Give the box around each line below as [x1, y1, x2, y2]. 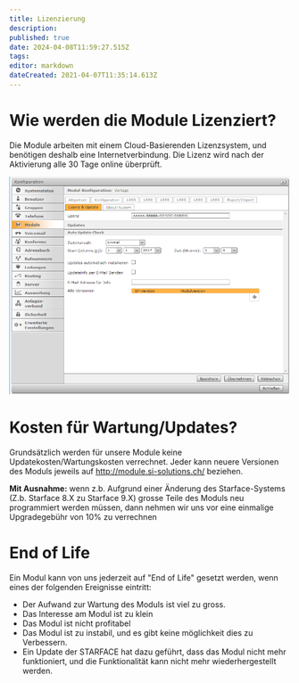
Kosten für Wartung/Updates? [9, 417, 238, 438]
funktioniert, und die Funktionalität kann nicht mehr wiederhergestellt [21, 655, 277, 666]
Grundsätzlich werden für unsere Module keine [9, 447, 183, 457]
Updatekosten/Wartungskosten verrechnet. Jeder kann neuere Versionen [9, 456, 279, 467]
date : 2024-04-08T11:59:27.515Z [9, 43, 129, 52]
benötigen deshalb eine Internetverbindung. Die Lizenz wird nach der [9, 149, 265, 160]
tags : [9, 52, 29, 62]
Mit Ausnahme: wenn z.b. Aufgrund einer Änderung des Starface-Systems [9, 482, 286, 494]
